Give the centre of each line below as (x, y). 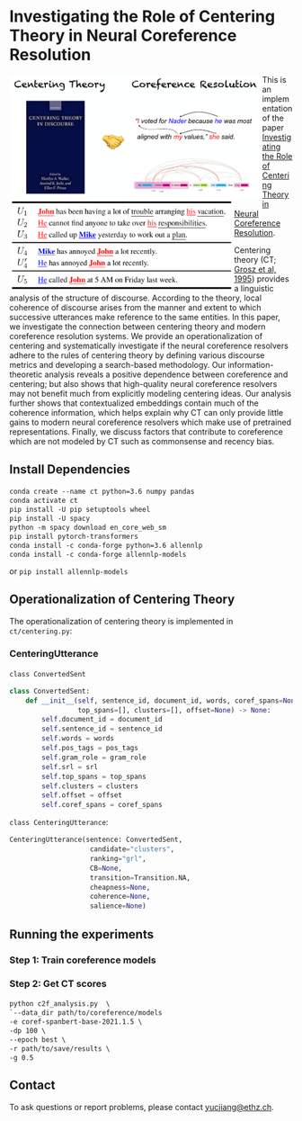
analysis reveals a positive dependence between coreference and (166, 374)
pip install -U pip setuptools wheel (80, 509)
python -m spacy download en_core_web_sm (88, 527)
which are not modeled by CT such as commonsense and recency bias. (142, 441)
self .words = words (78, 739)
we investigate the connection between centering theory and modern (138, 327)
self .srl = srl (70, 767)
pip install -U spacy (50, 518)
